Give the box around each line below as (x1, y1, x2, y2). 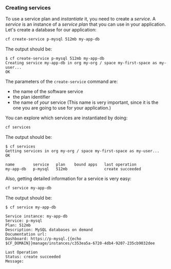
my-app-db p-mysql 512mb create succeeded (5, 167, 141, 172)
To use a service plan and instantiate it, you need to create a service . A (5, 16, 156, 22)
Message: (5, 259, 24, 264)
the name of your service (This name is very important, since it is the (12, 99, 159, 105)
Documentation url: (5, 231, 47, 237)
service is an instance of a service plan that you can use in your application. (5, 21, 166, 27)
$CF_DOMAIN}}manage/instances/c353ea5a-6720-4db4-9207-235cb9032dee (5, 241, 155, 246)
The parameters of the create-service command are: (5, 79, 118, 85)
